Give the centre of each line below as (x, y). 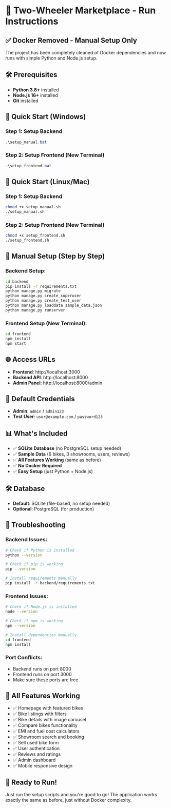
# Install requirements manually (41, 578)
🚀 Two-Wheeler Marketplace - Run (81, 11)
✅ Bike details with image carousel (49, 720)
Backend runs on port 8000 (42, 668)
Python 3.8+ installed (36, 90)
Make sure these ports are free (45, 680)
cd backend (17, 282)
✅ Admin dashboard (34, 760)
